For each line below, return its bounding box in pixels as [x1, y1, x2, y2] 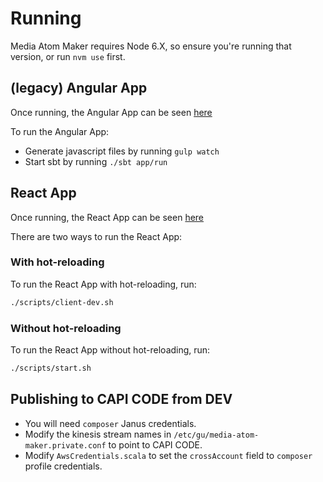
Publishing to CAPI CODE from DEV [10, 391, 233, 408]
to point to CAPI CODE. [108, 438, 203, 451]
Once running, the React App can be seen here [10, 211, 205, 223]
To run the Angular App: [10, 125, 110, 137]
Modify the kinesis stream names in [24, 428, 172, 440]
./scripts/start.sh [10, 363, 92, 374]
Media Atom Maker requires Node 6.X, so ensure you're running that [10, 40, 292, 52]
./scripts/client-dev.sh [10, 297, 114, 307]
